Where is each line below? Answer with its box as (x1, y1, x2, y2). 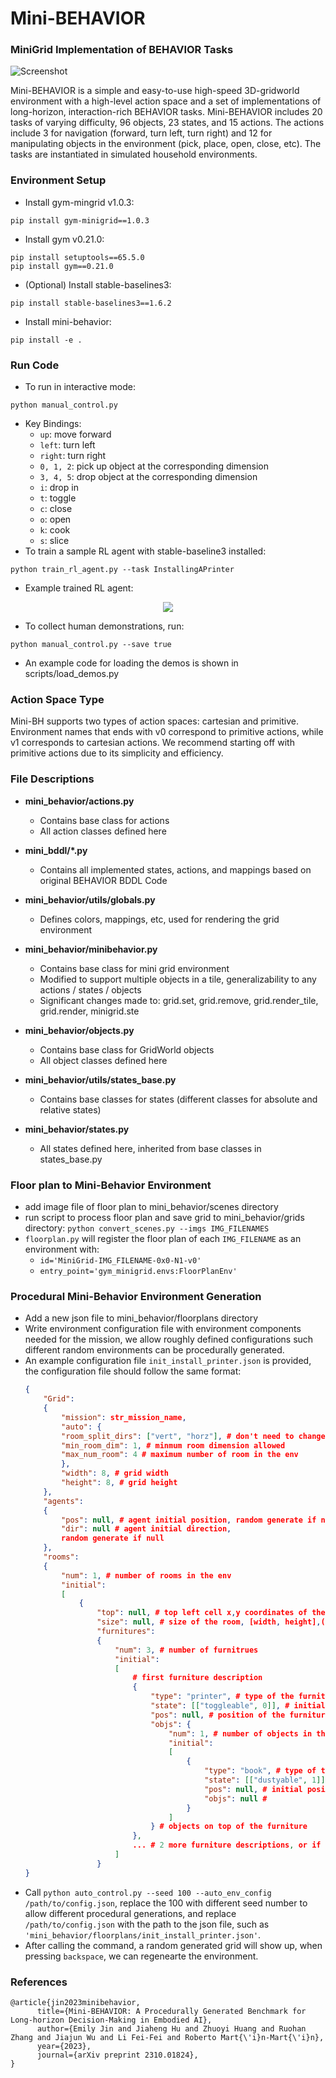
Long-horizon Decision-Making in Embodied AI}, (10, 2015, 213, 2025)
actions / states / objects (39, 983, 142, 996)
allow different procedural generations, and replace (24, 1907, 237, 1919)
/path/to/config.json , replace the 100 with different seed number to (24, 1897, 308, 1909)
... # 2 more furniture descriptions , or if (132, 1840, 322, 1851)
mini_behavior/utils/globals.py (24, 893, 156, 906)
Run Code (10, 358, 60, 372)
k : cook (39, 524, 71, 536)
